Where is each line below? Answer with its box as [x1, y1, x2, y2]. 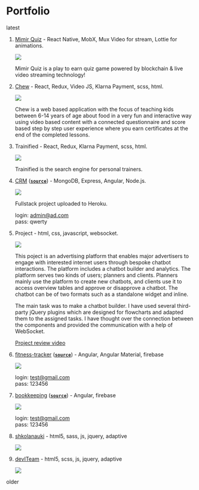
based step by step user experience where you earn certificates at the [14, 125, 188, 132]
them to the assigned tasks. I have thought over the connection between [14, 314, 194, 322]
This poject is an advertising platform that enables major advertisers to [14, 252, 189, 259]
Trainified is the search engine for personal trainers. [14, 165, 143, 173]
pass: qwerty [14, 217, 48, 225]
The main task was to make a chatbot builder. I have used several [14, 302, 176, 309]
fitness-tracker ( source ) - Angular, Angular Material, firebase [14, 350, 164, 358]
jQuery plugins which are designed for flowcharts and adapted [29, 308, 183, 316]
